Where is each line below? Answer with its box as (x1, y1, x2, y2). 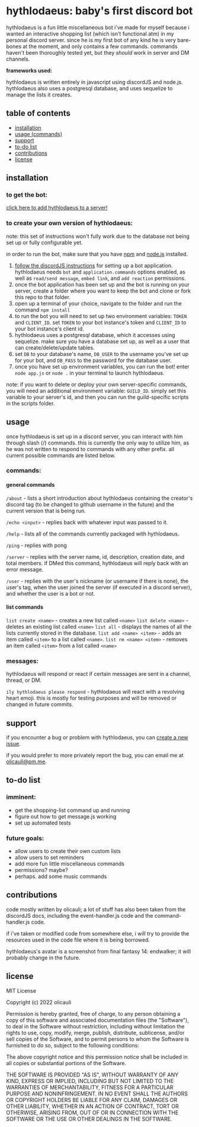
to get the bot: (6, 191, 48, 199)
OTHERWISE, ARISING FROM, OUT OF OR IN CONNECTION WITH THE (6, 1109, 179, 1116)
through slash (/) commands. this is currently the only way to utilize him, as (6, 439, 190, 446)
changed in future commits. (6, 701, 73, 708)
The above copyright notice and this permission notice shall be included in (6, 1053, 188, 1060)
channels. (6, 55, 30, 62)
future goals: (6, 834, 44, 842)
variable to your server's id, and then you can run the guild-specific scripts (6, 393, 189, 401)
